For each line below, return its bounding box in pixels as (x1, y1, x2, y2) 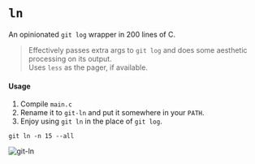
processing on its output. (28, 54, 112, 63)
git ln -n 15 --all (8, 132, 75, 140)
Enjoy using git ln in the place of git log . (19, 116, 162, 127)
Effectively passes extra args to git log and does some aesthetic (28, 45, 248, 54)
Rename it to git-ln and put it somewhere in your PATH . (19, 108, 205, 118)
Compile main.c (19, 99, 73, 109)
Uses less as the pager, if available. (28, 63, 149, 72)
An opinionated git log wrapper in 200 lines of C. (8, 29, 176, 39)
